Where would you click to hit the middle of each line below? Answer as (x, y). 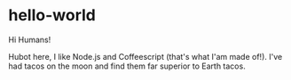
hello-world (52, 15)
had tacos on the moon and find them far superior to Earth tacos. (127, 66)
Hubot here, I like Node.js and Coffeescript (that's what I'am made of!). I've (145, 56)
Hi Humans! (30, 40)
